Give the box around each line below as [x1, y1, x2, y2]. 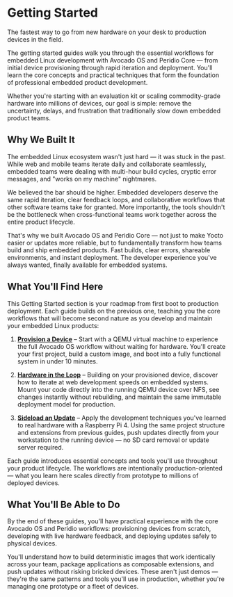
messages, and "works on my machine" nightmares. [7, 174, 157, 183]
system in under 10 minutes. [17, 357, 99, 366]
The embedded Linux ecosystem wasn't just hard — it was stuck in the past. [7, 152, 226, 161]
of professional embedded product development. [7, 78, 148, 86]
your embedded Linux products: [7, 321, 99, 329]
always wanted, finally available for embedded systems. [7, 261, 168, 269]
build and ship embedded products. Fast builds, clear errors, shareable [7, 245, 211, 254]
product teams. [7, 113, 51, 122]
